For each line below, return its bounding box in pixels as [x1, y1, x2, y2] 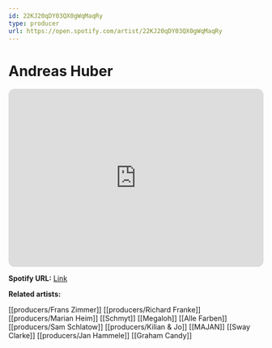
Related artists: [8, 289, 62, 299]
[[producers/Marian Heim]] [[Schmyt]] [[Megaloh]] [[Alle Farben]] [8, 313, 227, 324]
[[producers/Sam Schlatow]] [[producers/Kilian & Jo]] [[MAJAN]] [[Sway [8, 322, 251, 332]
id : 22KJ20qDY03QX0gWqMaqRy [8, 11, 104, 20]
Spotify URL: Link [8, 274, 68, 283]
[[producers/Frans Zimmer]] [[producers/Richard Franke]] [8, 305, 201, 315]
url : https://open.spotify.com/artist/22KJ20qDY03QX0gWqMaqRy [8, 27, 223, 35]
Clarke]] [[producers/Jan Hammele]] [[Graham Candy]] [8, 331, 193, 341]
